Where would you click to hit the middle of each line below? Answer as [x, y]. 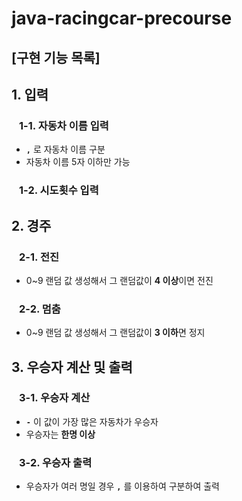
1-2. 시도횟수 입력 [59, 190]
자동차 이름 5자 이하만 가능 [78, 162]
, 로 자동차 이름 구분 [65, 149]
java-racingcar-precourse [122, 18]
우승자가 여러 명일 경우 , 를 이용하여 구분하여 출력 [122, 486]
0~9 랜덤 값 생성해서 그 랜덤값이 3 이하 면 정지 [115, 333]
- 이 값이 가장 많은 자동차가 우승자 [92, 421]
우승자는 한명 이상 [60, 434]
